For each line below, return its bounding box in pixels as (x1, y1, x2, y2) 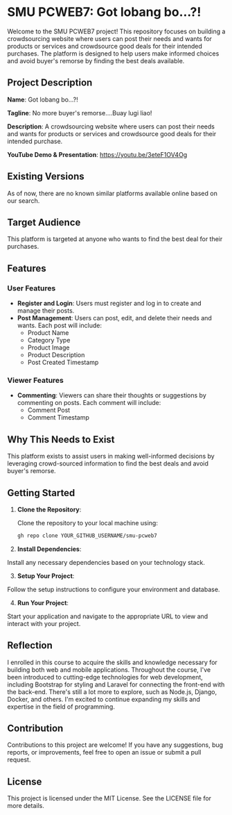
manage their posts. (17, 306, 75, 315)
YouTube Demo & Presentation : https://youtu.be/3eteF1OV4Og (7, 150, 188, 158)
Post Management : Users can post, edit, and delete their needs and (17, 314, 213, 322)
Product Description (27, 351, 85, 359)
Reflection (7, 640, 53, 652)
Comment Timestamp (27, 413, 90, 422)
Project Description (7, 77, 93, 89)
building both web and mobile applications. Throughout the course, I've (7, 665, 211, 674)
